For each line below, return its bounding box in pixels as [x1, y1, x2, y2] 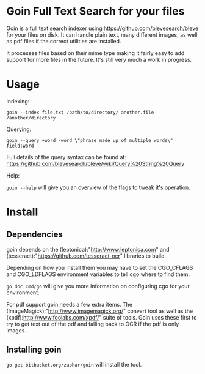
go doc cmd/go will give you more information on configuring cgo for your [6, 282, 190, 290]
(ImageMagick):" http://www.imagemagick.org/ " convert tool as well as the [6, 307, 193, 315]
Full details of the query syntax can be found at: [6, 153, 127, 160]
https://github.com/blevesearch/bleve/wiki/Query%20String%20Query [6, 160, 185, 167]
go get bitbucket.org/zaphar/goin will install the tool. [6, 361, 142, 368]
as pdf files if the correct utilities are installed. [6, 37, 121, 45]
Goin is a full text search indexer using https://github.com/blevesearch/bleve [6, 24, 199, 32]
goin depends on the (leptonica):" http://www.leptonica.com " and [6, 245, 170, 253]
